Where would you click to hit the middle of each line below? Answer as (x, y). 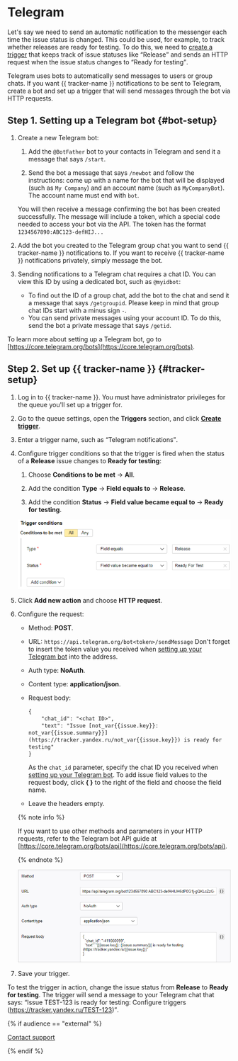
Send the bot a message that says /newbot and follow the (111, 172)
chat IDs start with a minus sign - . (78, 310)
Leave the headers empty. (66, 804)
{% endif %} (25, 1051)
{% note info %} (41, 817)
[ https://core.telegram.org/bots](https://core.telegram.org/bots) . (101, 346)
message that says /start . (67, 159)
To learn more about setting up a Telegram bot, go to (84, 339)
